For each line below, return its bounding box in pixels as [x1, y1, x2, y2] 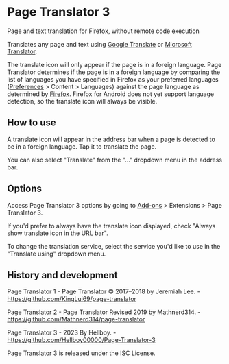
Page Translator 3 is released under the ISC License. [7, 349, 156, 357]
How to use [7, 117, 56, 129]
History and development [7, 269, 118, 281]
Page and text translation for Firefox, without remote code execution [7, 27, 200, 35]
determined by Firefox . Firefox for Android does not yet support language [7, 90, 215, 98]
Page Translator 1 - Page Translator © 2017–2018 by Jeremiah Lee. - [7, 287, 200, 295]
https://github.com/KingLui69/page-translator [7, 295, 137, 303]
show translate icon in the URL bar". [7, 229, 108, 237]
